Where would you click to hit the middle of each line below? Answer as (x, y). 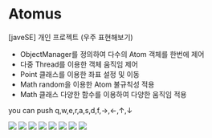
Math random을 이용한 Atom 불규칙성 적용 (87, 84)
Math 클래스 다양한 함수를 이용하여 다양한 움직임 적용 (103, 94)
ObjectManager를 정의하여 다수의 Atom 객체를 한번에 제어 (112, 54)
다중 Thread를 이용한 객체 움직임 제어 (79, 64)
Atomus (35, 14)
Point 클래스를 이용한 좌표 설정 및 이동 (80, 74)
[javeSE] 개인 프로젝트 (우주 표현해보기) (71, 37)
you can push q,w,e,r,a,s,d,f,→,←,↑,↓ (71, 110)
